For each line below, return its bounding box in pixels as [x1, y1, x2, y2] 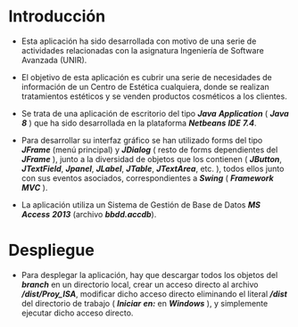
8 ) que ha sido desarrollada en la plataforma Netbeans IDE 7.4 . [21, 118, 257, 128]
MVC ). [21, 182, 48, 192]
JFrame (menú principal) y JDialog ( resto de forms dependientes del [21, 144, 278, 155]
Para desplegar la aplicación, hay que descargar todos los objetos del [21, 269, 278, 280]
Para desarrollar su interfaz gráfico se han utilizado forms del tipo [21, 135, 263, 145]
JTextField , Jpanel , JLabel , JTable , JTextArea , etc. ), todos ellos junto [21, 163, 285, 174]
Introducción [8, 6, 106, 27]
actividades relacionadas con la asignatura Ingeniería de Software [21, 45, 264, 55]
